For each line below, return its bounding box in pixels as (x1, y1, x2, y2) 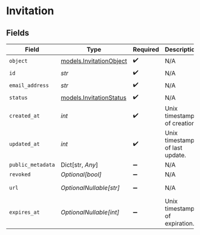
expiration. (164, 220, 195, 227)
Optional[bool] (60, 170, 102, 179)
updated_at (9, 141, 40, 147)
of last (164, 144, 183, 152)
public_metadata (9, 161, 55, 168)
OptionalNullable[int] (60, 208, 120, 216)
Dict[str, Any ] (60, 161, 98, 169)
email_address (9, 82, 49, 88)
